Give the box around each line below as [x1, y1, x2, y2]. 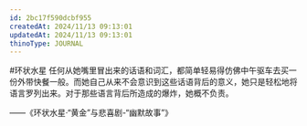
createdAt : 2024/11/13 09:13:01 [9, 22, 132, 31]
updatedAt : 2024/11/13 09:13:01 [9, 30, 132, 39]
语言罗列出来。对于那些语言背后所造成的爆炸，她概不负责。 [9, 88, 234, 99]
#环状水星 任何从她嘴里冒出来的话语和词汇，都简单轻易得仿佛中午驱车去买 [9, 65, 290, 76]
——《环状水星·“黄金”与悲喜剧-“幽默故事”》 [9, 107, 174, 119]
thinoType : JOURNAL [9, 38, 84, 48]
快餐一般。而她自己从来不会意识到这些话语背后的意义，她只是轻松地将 [33, 77, 298, 88]
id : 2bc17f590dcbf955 [9, 13, 92, 23]
